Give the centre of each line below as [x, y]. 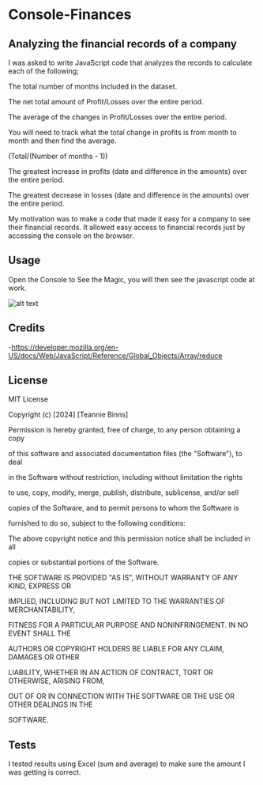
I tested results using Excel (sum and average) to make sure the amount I [127, 764]
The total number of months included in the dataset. [93, 86]
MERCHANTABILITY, [42, 610]
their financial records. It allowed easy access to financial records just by [127, 227]
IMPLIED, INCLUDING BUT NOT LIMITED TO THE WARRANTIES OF [117, 602]
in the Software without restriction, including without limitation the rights [126, 477]
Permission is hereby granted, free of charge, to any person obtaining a [124, 430]
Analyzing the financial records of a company [122, 44]
